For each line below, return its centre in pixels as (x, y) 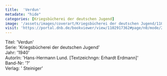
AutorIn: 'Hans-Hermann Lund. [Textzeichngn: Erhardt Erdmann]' (72, 58)
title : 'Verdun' (23, 10)
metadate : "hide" (23, 14)
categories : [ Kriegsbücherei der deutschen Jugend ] (60, 19)
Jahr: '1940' (17, 53)
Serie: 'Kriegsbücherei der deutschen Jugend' (52, 47)
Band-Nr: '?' (18, 63)
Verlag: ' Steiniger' (24, 68)
